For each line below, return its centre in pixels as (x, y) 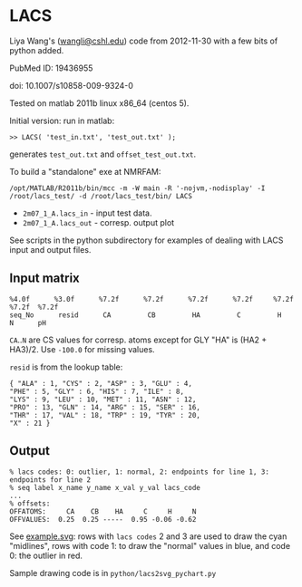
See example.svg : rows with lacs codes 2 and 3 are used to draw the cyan (148, 536)
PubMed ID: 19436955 (51, 68)
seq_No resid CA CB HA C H (146, 315)
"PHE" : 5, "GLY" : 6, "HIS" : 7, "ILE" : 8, (97, 391)
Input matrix (44, 279)
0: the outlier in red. (46, 555)
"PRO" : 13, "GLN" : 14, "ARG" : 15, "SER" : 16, (105, 407)
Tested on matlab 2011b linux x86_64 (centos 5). (99, 103)
